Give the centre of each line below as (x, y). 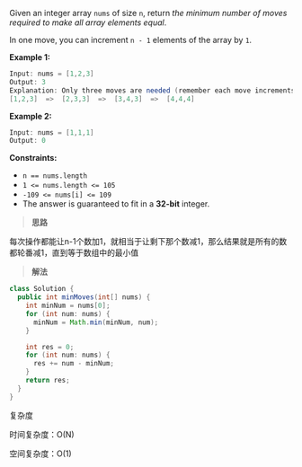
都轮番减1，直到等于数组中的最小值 (74, 253)
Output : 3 (28, 82)
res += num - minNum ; (74, 364)
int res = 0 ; (50, 347)
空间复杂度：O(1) (40, 454)
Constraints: (33, 158)
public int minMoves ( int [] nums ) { (84, 297)
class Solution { (42, 289)
